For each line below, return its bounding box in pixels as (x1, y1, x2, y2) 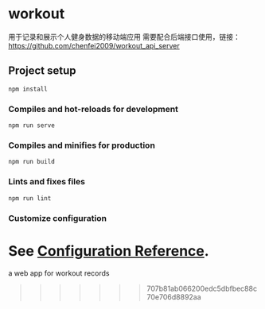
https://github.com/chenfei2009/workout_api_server (8, 41, 181, 50)
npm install (8, 85, 48, 93)
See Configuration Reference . (8, 241, 209, 260)
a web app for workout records (8, 268, 110, 278)
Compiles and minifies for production (8, 140, 155, 151)
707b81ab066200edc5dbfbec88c (146, 284, 257, 293)
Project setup (8, 64, 77, 78)
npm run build (8, 158, 56, 166)
